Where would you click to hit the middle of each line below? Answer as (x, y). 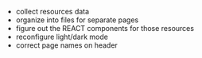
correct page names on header (66, 45)
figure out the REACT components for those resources (105, 28)
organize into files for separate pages (77, 20)
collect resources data (52, 12)
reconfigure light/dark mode (62, 37)
